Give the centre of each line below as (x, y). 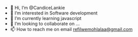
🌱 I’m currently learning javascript (46, 18)
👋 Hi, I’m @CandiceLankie (37, 8)
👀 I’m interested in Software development (54, 13)
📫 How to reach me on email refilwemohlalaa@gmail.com (71, 29)
